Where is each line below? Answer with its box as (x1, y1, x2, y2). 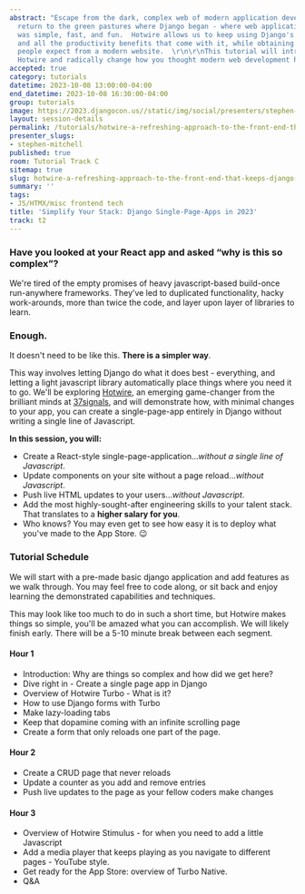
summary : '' (9, 182, 54, 192)
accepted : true (9, 64, 67, 74)
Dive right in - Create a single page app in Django (22, 678, 208, 689)
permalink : (9, 123, 51, 133)
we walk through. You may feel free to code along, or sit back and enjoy (9, 581, 279, 592)
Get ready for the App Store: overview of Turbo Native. (22, 866, 228, 877)
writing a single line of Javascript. (9, 416, 136, 427)
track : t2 (9, 215, 47, 225)
